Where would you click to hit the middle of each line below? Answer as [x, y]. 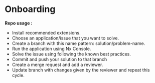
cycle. [18, 75]
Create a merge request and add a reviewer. [57, 64]
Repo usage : [19, 23]
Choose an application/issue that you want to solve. [65, 38]
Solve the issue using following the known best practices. [71, 54]
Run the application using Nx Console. [51, 48]
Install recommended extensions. [46, 32]
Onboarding [30, 9]
